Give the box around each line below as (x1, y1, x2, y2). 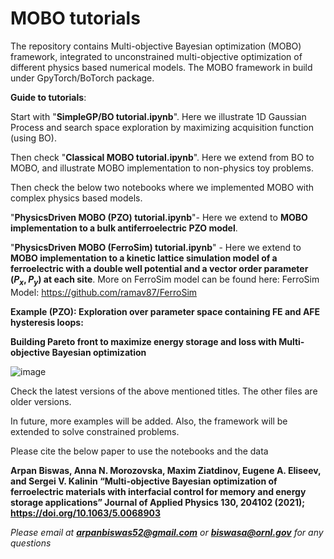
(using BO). (10, 132, 57, 144)
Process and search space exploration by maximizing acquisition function (10, 121, 314, 133)
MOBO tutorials (10, 7, 141, 30)
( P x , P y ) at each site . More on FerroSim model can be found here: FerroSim (10, 273, 320, 287)
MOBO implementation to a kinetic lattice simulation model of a (10, 252, 278, 264)
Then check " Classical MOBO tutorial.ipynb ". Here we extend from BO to (10, 151, 315, 163)
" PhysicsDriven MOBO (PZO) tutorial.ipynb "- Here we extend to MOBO (10, 211, 308, 223)
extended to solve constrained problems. (10, 425, 180, 437)
